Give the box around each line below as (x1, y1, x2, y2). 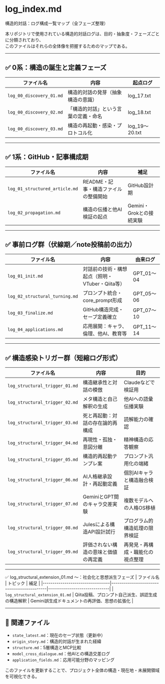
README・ (82, 178, 109, 185)
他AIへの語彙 (123, 396, 154, 403)
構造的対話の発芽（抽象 (68, 89, 122, 95)
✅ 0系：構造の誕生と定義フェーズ (5, 63, 107, 72)
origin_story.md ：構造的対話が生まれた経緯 (12, 638, 102, 644)
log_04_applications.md (7, 327, 63, 332)
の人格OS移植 (123, 505, 156, 511)
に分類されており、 (5, 37, 44, 43)
